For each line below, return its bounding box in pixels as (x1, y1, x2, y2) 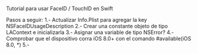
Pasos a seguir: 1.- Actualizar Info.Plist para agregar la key (6, 16, 147, 23)
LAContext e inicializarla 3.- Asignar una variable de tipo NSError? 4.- (6, 29, 174, 36)
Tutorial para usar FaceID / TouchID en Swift (6, 5, 113, 12)
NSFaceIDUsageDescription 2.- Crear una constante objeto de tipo (6, 23, 168, 29)
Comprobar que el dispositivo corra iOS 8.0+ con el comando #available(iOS (6, 35, 192, 42)
